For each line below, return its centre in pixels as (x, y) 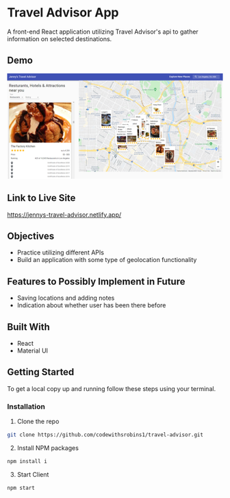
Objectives (31, 236)
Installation (26, 406)
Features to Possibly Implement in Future (96, 282)
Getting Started (41, 372)
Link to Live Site (41, 198)
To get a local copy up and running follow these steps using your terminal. (112, 388)
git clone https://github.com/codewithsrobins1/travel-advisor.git (105, 435)
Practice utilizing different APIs (61, 252)
